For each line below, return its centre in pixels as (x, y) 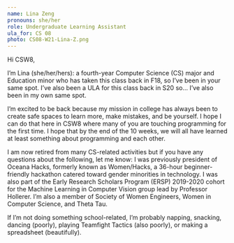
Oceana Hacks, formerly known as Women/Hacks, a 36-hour (95, 167)
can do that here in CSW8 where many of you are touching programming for (117, 124)
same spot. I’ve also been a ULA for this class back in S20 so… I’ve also (110, 88)
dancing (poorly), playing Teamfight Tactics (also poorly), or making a (108, 225)
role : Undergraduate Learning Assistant (67, 27)
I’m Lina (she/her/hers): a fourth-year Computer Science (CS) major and (111, 73)
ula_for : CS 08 (29, 33)
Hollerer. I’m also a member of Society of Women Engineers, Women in (109, 197)
